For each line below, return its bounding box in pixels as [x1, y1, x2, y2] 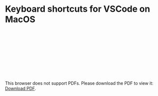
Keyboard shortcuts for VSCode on [5, 3, 150, 15]
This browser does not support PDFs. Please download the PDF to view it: [5, 80, 154, 86]
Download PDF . [5, 85, 37, 91]
